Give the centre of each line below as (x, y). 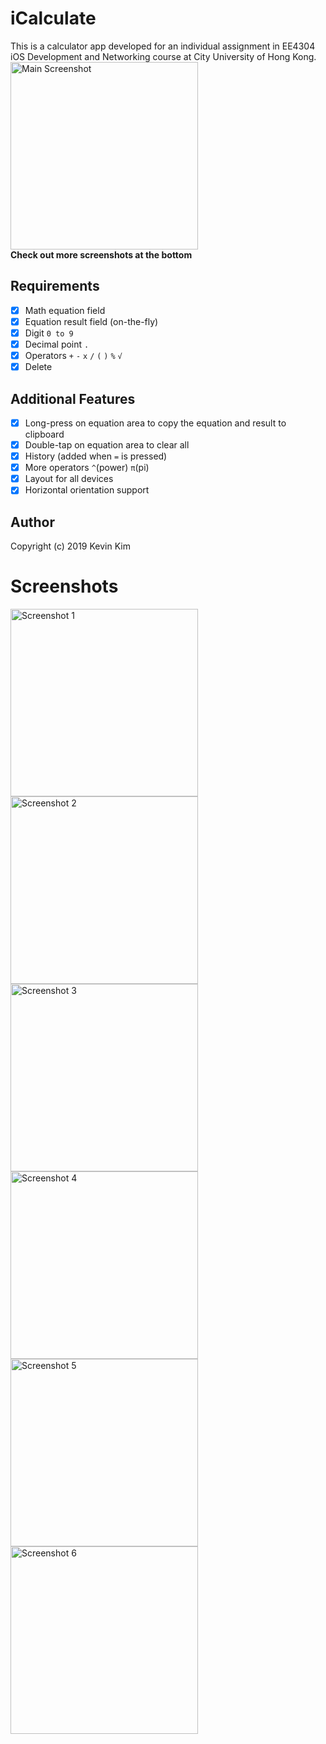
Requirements (55, 286)
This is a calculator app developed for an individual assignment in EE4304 (163, 46)
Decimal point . (57, 344)
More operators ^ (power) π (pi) (87, 468)
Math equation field (65, 310)
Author (32, 522)
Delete (38, 367)
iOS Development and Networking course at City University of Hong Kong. (163, 56)
